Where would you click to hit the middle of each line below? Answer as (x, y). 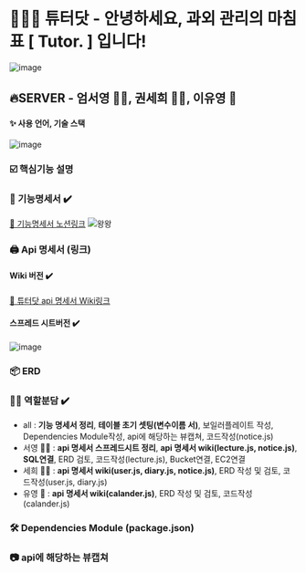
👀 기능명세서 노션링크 (47, 224)
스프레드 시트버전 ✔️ (45, 323)
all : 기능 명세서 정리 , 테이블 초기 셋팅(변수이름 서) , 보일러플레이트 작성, (148, 425)
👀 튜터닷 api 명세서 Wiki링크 (60, 300)
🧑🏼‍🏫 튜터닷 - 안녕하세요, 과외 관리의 (137, 19)
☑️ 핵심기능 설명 (42, 170)
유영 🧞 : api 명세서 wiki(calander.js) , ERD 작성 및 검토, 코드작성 (137, 494)
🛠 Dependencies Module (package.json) (102, 528)
